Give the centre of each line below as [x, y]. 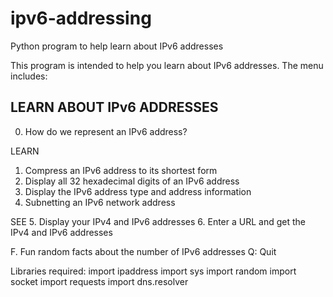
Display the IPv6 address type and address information [138, 191]
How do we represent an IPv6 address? [106, 131]
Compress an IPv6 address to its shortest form [121, 170]
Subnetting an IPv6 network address [100, 202]
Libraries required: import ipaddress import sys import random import [153, 271]
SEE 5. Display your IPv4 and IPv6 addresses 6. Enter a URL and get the [158, 221]
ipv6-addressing [81, 18]
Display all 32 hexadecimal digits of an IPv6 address [132, 181]
